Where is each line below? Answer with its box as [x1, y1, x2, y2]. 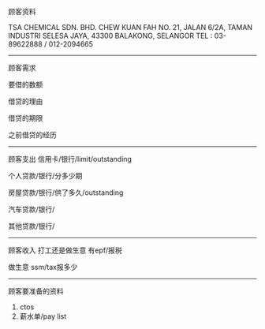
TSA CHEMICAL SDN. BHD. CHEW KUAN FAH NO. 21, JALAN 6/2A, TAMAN [8, 23, 253, 32]
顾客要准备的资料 [8, 286, 64, 296]
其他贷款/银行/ [8, 222, 55, 230]
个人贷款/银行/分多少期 [8, 171, 83, 180]
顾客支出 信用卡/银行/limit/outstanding [8, 155, 132, 163]
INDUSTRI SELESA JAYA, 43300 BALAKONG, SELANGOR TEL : [8, 31, 213, 40]
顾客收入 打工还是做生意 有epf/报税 [8, 245, 122, 255]
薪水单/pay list [19, 312, 67, 321]
